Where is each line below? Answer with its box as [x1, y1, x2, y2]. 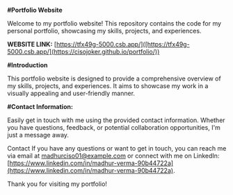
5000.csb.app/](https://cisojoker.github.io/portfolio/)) [7, 48, 160, 56]
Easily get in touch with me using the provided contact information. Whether [7, 116, 225, 124]
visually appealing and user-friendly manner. [7, 90, 136, 97]
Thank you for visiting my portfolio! [7, 180, 108, 188]
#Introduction [7, 61, 48, 69]
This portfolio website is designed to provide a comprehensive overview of [7, 74, 221, 83]
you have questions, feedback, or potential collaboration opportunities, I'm [7, 124, 221, 131]
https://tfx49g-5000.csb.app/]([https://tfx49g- [56, 40, 190, 48]
